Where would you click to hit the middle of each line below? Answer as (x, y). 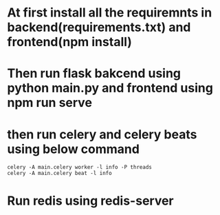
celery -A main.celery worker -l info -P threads (80, 167)
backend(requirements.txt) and (99, 27)
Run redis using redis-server (90, 201)
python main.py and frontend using (110, 88)
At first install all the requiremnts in (110, 13)
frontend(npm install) (70, 42)
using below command (73, 149)
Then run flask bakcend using (94, 73)
